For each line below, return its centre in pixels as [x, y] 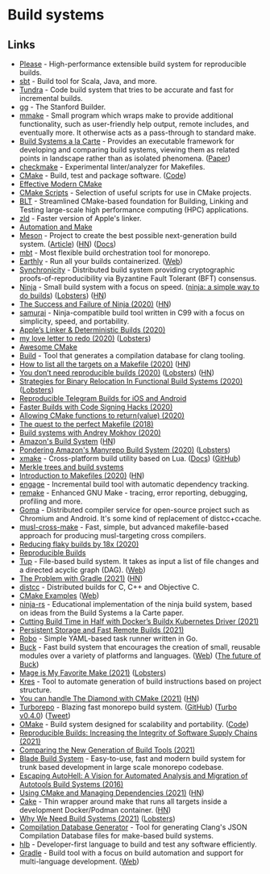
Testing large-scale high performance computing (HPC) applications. [134, 210]
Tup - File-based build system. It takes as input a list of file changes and [139, 561]
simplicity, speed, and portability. [74, 321]
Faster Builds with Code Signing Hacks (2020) [96, 407]
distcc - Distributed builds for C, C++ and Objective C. [109, 587]
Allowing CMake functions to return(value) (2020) [102, 416]
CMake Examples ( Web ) [59, 596]
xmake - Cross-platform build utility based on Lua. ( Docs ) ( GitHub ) [130, 458]
